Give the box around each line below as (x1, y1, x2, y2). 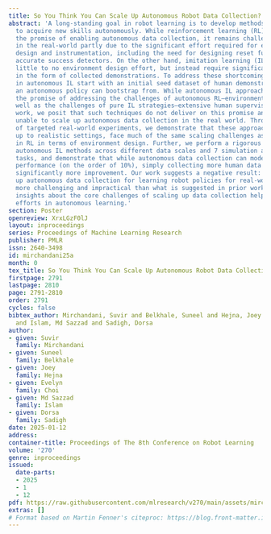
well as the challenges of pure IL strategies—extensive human (15, 101, 232, 110)
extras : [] (8, 506, 45, 514)
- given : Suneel (8, 349, 63, 357)
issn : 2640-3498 (8, 244, 63, 252)
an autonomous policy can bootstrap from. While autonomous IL (15, 86, 232, 95)
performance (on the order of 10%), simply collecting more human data (15, 162, 262, 170)
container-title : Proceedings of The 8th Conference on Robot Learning (8, 438, 254, 447)
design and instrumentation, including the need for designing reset (15, 49, 254, 57)
